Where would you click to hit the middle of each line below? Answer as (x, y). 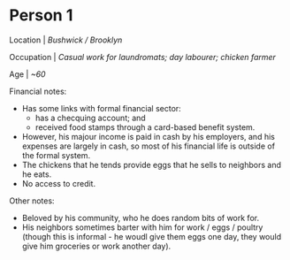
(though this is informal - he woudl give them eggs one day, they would (151, 236)
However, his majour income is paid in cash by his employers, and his (149, 136)
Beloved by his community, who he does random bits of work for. (140, 218)
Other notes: (32, 201)
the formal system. (56, 155)
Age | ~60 (27, 74)
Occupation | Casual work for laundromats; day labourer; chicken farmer (143, 57)
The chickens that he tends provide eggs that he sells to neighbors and (151, 164)
